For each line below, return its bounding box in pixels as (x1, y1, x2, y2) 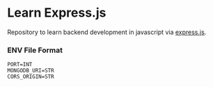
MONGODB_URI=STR (7, 68, 54, 74)
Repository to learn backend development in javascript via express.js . (7, 28, 207, 36)
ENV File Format (7, 45, 63, 55)
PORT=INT (7, 61, 33, 68)
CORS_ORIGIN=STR (7, 73, 54, 81)
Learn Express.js (7, 5, 106, 21)
